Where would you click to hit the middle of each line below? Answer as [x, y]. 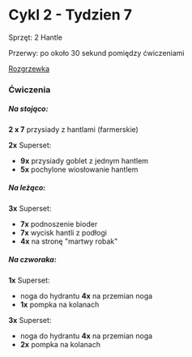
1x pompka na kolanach [60, 304]
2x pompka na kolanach [60, 344]
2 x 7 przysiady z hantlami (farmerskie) [74, 129]
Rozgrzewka [29, 68]
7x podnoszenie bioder [59, 223]
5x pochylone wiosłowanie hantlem [79, 169]
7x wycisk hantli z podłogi [64, 232]
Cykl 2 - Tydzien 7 [70, 15]
